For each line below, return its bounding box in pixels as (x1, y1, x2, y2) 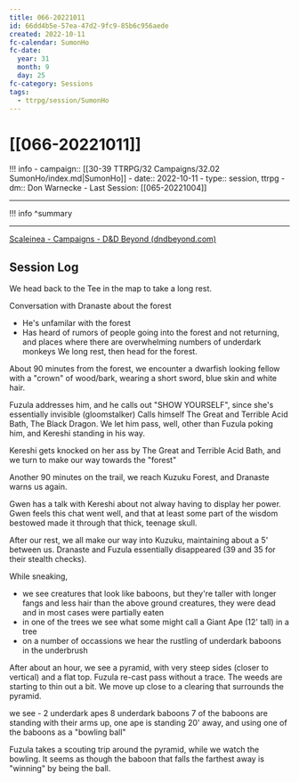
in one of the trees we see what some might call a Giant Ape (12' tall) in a (21, 616, 289, 628)
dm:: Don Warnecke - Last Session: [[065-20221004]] (9, 183, 207, 193)
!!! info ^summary (9, 208, 73, 219)
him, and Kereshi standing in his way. (9, 428, 145, 439)
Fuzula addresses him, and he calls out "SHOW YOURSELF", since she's (9, 400, 274, 411)
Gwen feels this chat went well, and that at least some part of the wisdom (9, 509, 279, 519)
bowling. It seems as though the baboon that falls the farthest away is (9, 753, 265, 764)
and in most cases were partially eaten (21, 607, 165, 618)
